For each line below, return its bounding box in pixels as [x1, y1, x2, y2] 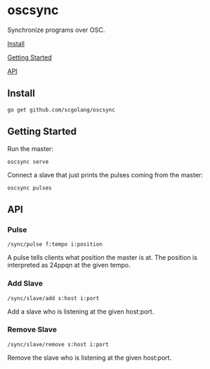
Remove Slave [7, 325, 57, 335]
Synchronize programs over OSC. [7, 26, 105, 34]
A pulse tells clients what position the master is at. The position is [7, 253, 198, 262]
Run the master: [7, 144, 54, 153]
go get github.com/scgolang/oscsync [7, 106, 115, 114]
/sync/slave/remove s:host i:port [7, 341, 110, 348]
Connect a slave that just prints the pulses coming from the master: [7, 170, 204, 179]
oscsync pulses [7, 184, 52, 192]
